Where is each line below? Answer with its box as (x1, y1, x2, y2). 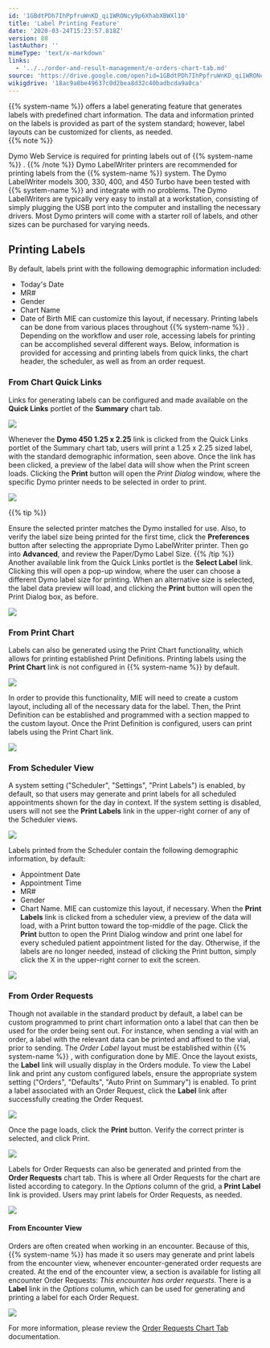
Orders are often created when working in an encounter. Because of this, (8, 1241, 250, 1251)
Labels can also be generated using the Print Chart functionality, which (8, 645, 243, 654)
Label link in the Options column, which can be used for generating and (8, 1284, 245, 1293)
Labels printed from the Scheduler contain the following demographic (8, 846, 239, 855)
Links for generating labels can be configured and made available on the (8, 395, 248, 405)
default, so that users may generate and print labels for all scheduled (8, 789, 237, 799)
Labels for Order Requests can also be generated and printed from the (8, 1164, 241, 1173)
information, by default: (8, 854, 86, 864)
